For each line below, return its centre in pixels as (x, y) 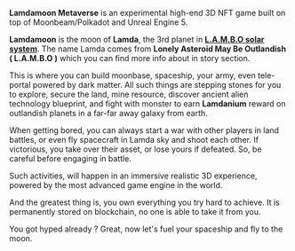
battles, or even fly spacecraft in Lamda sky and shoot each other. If (134, 140)
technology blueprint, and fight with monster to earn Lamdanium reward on (147, 104)
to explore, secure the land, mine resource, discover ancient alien (129, 94)
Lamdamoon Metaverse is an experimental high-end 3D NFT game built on (147, 13)
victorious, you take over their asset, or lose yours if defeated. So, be (136, 149)
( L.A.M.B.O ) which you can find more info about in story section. (130, 58)
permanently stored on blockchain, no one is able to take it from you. (135, 212)
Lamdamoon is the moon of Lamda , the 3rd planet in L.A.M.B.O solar (137, 39)
